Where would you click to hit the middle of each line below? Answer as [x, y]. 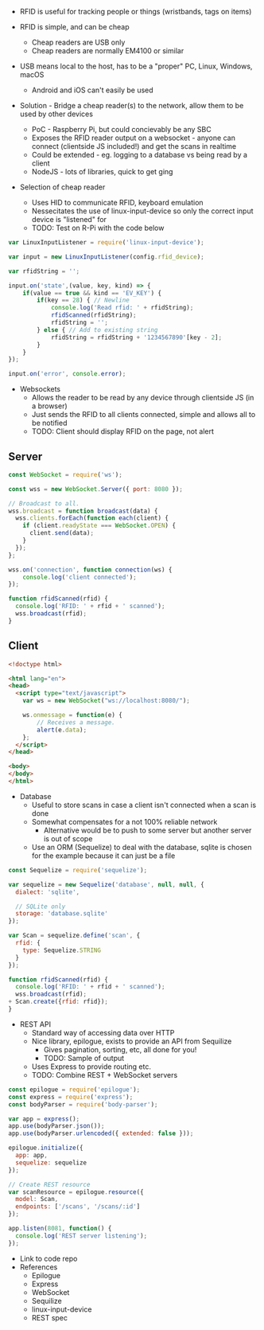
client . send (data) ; [61, 533]
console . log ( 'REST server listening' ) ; [82, 1236]
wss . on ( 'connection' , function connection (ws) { [90, 569]
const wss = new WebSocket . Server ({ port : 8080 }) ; [95, 489]
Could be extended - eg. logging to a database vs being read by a [140, 155]
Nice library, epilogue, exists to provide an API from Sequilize [132, 1041]
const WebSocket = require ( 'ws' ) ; [66, 474]
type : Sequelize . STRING [62, 950]
